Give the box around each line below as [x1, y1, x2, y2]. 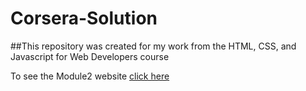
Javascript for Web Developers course [10, 50, 170, 62]
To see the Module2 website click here [10, 70, 170, 82]
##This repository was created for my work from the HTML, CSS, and [10, 40, 297, 52]
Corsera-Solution [10, 7, 158, 30]
